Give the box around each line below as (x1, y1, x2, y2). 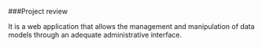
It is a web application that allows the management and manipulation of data (8, 22, 255, 31)
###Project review (8, 7, 68, 16)
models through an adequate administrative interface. (8, 31, 183, 39)
